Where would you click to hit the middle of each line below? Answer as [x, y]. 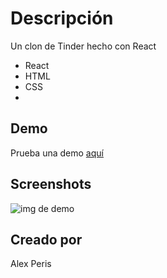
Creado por [46, 239]
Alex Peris [31, 264]
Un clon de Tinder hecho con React [83, 46]
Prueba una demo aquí [57, 153]
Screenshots [51, 184]
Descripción [62, 18]
